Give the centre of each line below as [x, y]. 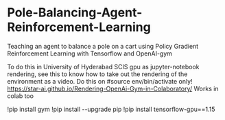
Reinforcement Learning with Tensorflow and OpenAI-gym [90, 53]
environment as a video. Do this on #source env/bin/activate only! [100, 81]
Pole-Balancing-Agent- [75, 13]
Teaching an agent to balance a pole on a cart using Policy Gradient [103, 46]
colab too [21, 96]
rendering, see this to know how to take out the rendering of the [97, 74]
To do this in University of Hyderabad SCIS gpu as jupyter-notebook [103, 67]
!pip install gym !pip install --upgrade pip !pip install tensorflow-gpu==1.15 [111, 109]
